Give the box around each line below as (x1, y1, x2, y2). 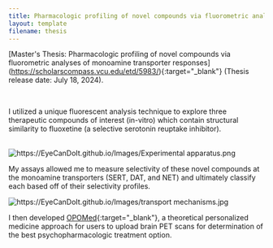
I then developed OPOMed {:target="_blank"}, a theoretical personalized (8, 213, 249, 223)
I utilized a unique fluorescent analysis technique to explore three (8, 107, 227, 116)
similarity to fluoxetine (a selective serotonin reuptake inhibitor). (8, 124, 222, 134)
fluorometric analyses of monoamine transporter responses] (8, 58, 210, 67)
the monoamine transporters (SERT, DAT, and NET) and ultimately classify (8, 172, 256, 183)
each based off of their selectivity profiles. (8, 181, 150, 191)
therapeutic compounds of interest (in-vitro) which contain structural (8, 115, 239, 125)
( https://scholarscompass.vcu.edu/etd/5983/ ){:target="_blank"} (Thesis (8, 67, 249, 76)
